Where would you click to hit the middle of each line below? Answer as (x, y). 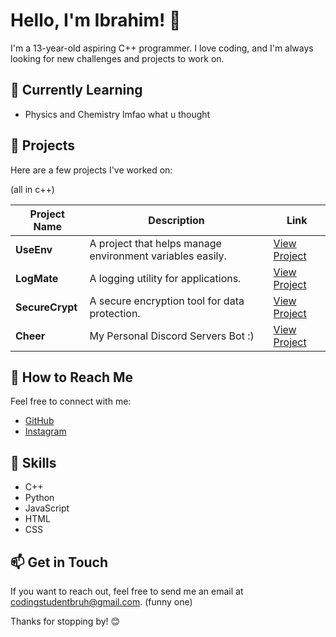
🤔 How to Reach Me (72, 377)
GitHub (39, 421)
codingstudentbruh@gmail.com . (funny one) (101, 602)
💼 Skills (33, 462)
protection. (115, 313)
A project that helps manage (155, 243)
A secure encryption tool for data (167, 301)
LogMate (37, 278)
